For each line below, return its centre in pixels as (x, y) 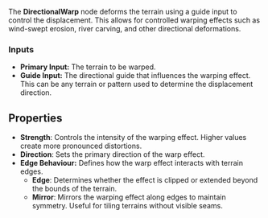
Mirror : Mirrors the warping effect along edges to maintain (129, 197)
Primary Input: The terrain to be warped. (88, 67)
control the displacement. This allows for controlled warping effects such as (134, 20)
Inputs (21, 49)
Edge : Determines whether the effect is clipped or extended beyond (145, 180)
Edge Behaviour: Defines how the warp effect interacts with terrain (132, 163)
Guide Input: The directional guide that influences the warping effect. (135, 76)
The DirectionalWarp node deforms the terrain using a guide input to (123, 12)
